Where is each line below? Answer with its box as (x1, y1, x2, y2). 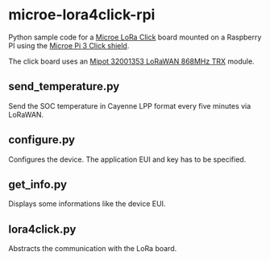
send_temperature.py (8, 80, 120, 93)
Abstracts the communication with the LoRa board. (8, 244, 177, 254)
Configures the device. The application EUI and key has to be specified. (8, 155, 247, 164)
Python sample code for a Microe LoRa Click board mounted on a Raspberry (8, 32, 262, 42)
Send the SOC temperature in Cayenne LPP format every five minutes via (8, 101, 251, 110)
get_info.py (8, 177, 67, 191)
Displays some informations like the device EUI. (8, 199, 166, 208)
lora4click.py (8, 222, 77, 236)
